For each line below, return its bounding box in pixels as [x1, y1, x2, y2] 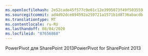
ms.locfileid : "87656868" [5, 31, 60, 36]
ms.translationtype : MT [5, 17, 56, 22]
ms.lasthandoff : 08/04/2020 [5, 26, 66, 32]
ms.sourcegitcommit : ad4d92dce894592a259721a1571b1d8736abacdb [5, 12, 143, 17]
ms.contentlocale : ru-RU [5, 21, 58, 27]
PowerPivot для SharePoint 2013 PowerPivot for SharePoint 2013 [5, 45, 141, 51]
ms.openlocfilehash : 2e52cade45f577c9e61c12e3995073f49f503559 [5, 7, 143, 13]
